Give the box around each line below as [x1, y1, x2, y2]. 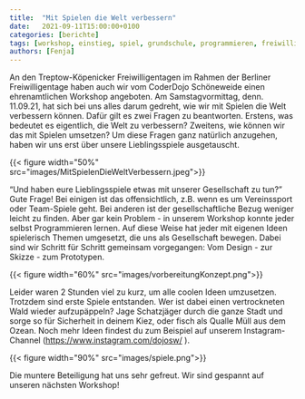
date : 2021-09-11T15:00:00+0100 [9, 22, 141, 31]
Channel [9, 335, 41, 345]
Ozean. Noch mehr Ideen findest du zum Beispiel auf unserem [9, 326, 242, 336]
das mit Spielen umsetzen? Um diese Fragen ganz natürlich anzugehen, [9, 130, 279, 141]
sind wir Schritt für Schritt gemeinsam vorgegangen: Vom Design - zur [9, 242, 273, 253]
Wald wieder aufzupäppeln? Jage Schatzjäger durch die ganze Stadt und [9, 306, 283, 317]
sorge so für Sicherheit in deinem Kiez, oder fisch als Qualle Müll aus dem [9, 316, 286, 326]
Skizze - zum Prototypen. [9, 251, 104, 263]
